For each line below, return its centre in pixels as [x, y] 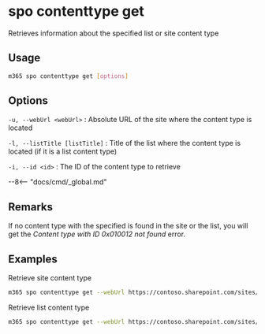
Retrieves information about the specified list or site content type [114, 33]
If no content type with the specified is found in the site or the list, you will [128, 226]
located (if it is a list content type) [63, 151]
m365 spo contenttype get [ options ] [68, 76]
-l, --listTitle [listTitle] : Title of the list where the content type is [125, 143]
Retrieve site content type [50, 278]
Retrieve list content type [49, 307]
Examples [33, 259]
